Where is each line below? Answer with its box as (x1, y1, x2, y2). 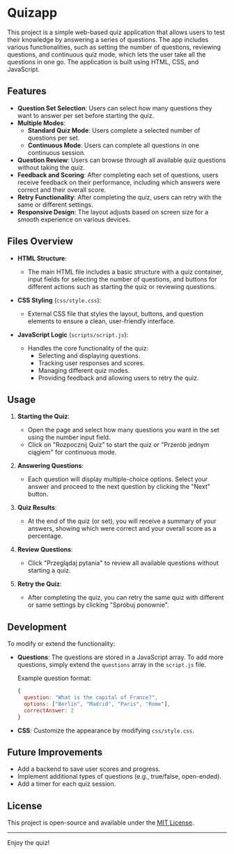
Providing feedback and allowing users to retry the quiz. (38, 374, 199, 382)
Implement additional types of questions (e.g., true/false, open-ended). (17, 772, 221, 781)
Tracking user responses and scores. (38, 358, 145, 367)
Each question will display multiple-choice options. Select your (27, 475, 208, 483)
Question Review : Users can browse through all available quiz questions (17, 156, 226, 164)
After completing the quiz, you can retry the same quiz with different (27, 594, 224, 602)
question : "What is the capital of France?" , (24, 694, 159, 701)
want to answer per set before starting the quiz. (17, 111, 155, 119)
